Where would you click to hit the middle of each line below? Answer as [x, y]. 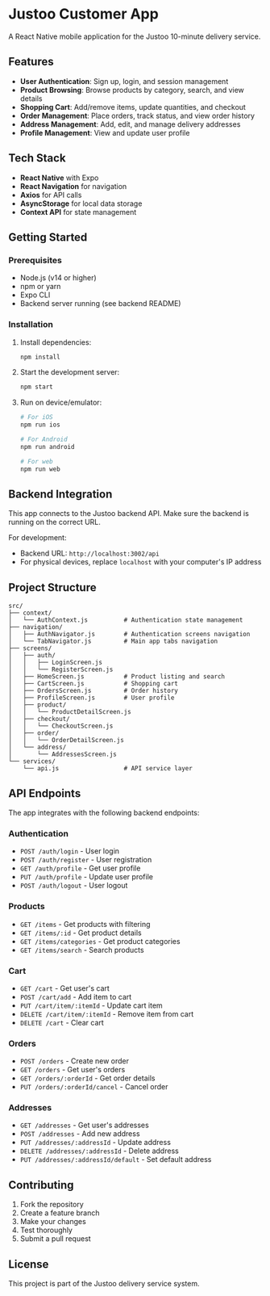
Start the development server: [70, 372]
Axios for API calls [51, 195]
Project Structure [52, 587]
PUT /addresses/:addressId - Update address [96, 1143]
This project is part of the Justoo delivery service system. [104, 1284]
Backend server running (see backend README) [100, 304]
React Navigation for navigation [73, 186]
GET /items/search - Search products [82, 950]
